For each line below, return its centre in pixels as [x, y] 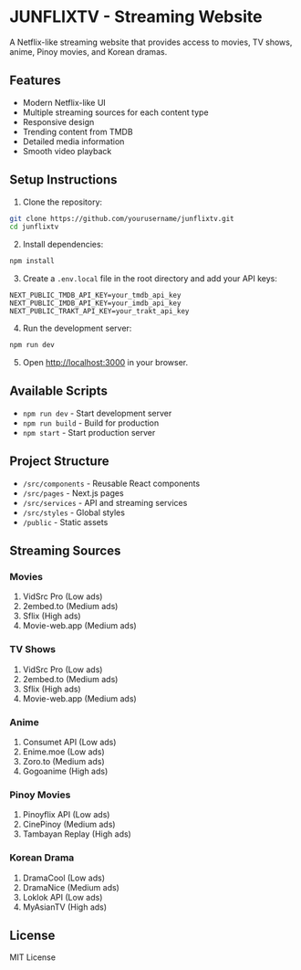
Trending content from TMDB [78, 132]
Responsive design [58, 121]
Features [35, 81]
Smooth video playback [67, 151]
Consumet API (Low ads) [69, 742]
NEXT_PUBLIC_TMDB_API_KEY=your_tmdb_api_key [95, 295]
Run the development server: [77, 328]
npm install [32, 261]
